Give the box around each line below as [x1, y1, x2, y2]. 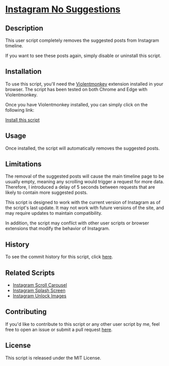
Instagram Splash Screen [12, 288, 66, 294]
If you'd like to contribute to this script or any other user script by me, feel [5, 321, 160, 327]
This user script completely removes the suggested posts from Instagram [5, 37, 159, 43]
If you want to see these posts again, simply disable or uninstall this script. [5, 52, 161, 59]
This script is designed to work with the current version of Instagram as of [5, 200, 161, 206]
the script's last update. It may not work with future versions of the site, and [5, 205, 164, 211]
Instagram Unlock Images [12, 293, 67, 299]
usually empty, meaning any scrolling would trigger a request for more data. [5, 179, 164, 185]
